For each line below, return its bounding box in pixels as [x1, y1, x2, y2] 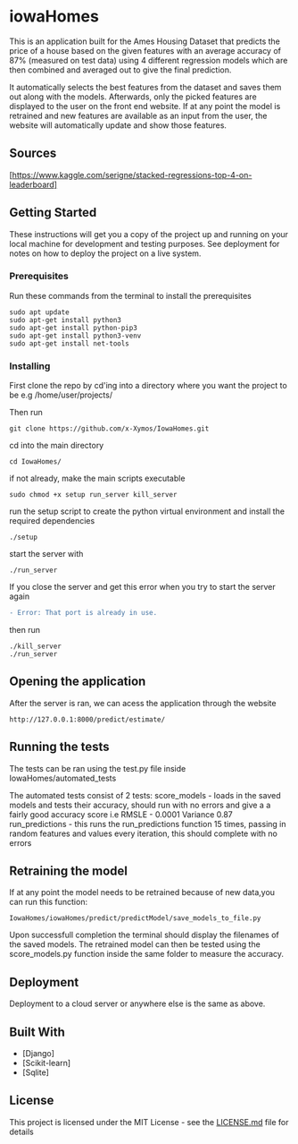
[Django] [21, 1048, 55, 1059]
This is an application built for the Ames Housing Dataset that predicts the [9, 36, 281, 47]
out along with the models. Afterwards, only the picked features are [9, 91, 257, 102]
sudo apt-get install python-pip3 [9, 323, 138, 332]
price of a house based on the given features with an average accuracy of [9, 45, 281, 55]
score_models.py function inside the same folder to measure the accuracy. [9, 949, 284, 960]
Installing [9, 360, 51, 372]
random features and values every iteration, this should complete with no [9, 828, 278, 839]
